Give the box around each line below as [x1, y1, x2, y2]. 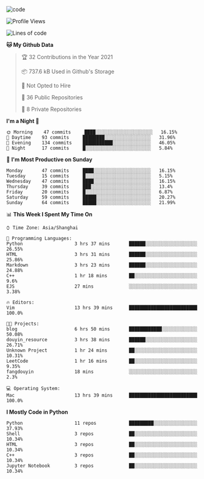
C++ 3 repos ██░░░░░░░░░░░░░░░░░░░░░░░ [6, 452, 198, 458]
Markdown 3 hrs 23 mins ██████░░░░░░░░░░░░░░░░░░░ [6, 262, 198, 268]
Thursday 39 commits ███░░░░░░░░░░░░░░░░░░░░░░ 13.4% [6, 183, 173, 190]
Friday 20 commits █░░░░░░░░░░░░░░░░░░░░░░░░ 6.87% [6, 189, 173, 195]
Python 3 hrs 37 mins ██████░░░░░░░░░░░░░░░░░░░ [6, 241, 198, 247]
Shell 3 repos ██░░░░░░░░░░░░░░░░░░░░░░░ [6, 431, 198, 437]
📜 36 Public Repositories [21, 94, 83, 101]
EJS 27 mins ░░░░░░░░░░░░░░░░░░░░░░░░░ [6, 283, 198, 289]
